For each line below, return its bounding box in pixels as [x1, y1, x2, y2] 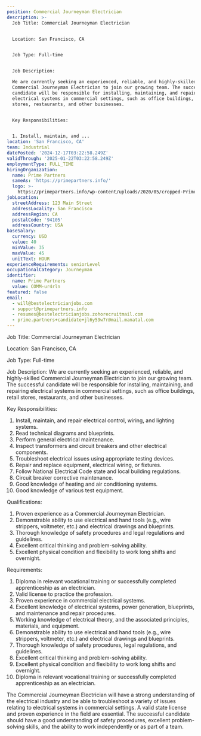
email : [7, 295, 23, 301]
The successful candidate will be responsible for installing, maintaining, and [7, 381, 193, 388]
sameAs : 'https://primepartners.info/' [12, 178, 112, 184]
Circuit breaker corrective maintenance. [15, 474, 113, 481]
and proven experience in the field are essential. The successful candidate [7, 710, 190, 717]
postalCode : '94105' [12, 217, 63, 223]
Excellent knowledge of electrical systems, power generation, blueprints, [15, 603, 194, 610]
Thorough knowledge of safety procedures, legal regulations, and [15, 641, 177, 649]
